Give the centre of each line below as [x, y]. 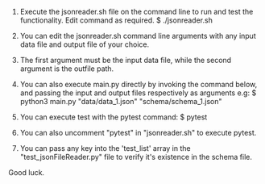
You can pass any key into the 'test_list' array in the [105, 148]
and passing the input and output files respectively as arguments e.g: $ [138, 93]
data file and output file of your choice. [85, 44]
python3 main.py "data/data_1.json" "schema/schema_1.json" [121, 101]
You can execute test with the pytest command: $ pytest [114, 117]
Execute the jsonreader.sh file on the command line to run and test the [137, 12]
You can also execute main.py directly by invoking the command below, [139, 84]
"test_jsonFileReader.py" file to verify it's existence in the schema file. [136, 157]
